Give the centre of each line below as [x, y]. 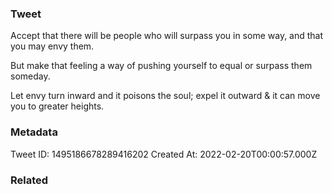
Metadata [34, 132]
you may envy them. [52, 46]
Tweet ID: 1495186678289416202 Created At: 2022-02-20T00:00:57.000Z [164, 154]
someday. [30, 76]
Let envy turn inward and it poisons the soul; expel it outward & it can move [165, 96]
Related [29, 180]
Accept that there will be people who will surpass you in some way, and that [167, 36]
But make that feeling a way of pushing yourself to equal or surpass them [161, 66]
